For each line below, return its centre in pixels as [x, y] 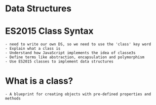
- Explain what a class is [33, 49]
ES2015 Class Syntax [49, 31]
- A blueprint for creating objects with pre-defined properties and [78, 94]
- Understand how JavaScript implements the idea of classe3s [70, 53]
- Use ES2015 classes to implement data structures [59, 62]
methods [13, 99]
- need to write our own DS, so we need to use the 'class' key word [78, 44]
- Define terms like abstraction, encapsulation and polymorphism [75, 57]
